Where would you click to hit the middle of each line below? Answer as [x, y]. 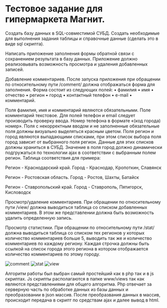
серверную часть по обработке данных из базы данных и [67, 289]
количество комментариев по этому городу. [53, 254]
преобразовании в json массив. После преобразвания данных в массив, [83, 294]
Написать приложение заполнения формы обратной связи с [70, 53]
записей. [14, 69]
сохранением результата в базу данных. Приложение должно [72, 58]
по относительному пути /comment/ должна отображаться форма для [80, 84]
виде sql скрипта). [25, 43]
